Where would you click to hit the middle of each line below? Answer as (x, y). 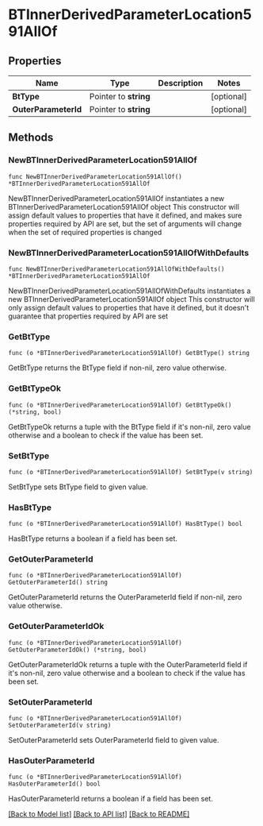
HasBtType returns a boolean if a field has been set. (93, 538)
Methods (31, 138)
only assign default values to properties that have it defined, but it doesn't (129, 307)
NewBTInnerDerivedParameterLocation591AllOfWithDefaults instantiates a (130, 291)
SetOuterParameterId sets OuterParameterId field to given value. (114, 740)
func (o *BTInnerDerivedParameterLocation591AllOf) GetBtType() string (129, 353)
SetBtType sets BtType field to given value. (78, 487)
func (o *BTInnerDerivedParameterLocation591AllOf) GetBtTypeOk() (120, 405)
